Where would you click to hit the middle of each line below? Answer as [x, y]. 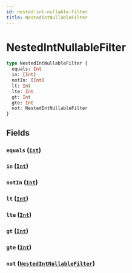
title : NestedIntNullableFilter [47, 18]
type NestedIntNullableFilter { [47, 63]
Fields [18, 133]
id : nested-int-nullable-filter [47, 12]
